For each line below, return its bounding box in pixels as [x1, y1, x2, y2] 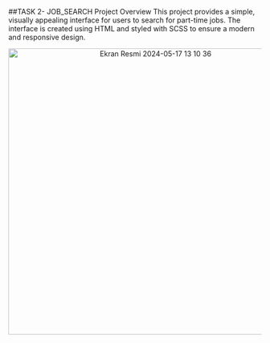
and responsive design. [8, 32, 86, 42]
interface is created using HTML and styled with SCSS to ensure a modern [8, 24, 256, 33]
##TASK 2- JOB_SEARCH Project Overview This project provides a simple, [8, 7, 256, 16]
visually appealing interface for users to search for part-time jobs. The [8, 15, 241, 25]
